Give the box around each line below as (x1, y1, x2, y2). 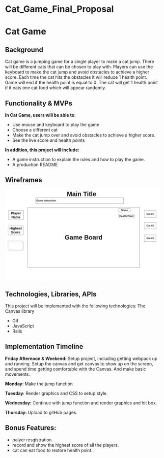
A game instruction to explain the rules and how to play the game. (12, 157, 145, 162)
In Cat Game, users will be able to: (5, 112, 76, 118)
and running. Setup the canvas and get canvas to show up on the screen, (5, 360, 153, 366)
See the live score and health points (12, 137, 85, 143)
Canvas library (5, 308, 34, 314)
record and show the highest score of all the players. (12, 442, 119, 448)
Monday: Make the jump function (5, 381, 73, 387)
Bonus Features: (5, 424, 56, 432)
